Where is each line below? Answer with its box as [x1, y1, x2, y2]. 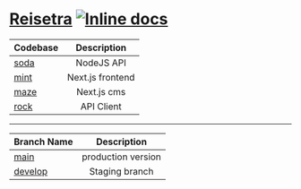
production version [82, 150, 161, 163]
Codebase [13, 41, 59, 54]
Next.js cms [75, 85, 126, 98]
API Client [80, 99, 123, 112]
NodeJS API [75, 56, 127, 69]
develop [13, 165, 48, 177]
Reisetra [9, 9, 73, 30]
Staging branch [89, 165, 154, 177]
